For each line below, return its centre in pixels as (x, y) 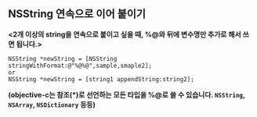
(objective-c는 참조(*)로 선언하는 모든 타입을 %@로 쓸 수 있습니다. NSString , (127, 94)
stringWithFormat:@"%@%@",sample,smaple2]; (80, 66)
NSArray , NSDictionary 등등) (52, 105)
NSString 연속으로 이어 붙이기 (77, 14)
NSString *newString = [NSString (63, 58)
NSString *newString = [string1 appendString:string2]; (101, 79)
